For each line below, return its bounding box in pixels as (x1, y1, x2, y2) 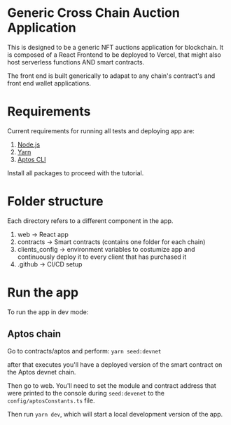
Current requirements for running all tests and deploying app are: (7, 126, 195, 135)
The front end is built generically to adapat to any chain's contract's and (7, 72, 216, 80)
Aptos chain (7, 328, 62, 340)
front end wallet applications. (7, 79, 91, 87)
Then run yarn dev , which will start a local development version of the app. (7, 410, 223, 418)
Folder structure (7, 194, 104, 210)
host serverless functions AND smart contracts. (7, 58, 145, 66)
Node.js (17, 140, 41, 149)
